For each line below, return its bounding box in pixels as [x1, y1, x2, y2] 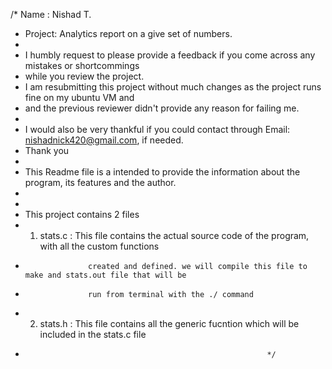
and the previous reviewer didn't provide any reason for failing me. [24, 102, 300, 114]
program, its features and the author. [24, 177, 177, 188]
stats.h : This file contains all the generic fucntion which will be [39, 318, 300, 329]
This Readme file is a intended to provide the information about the [24, 166, 301, 178]
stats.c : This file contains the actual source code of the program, [39, 230, 310, 241]
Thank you [24, 145, 70, 156]
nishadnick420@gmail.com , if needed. [24, 134, 184, 146]
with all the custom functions [39, 240, 160, 252]
